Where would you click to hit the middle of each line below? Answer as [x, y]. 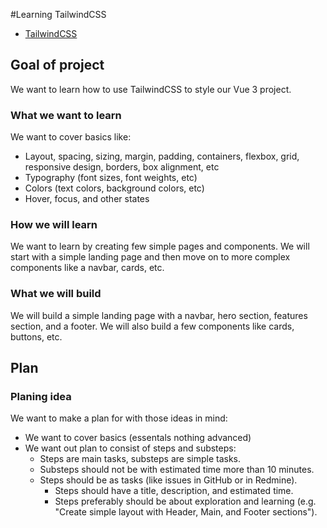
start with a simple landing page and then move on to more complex [150, 257]
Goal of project [57, 65]
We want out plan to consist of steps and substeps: [130, 448]
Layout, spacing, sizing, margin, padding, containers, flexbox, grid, [162, 156]
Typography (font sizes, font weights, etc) [111, 178]
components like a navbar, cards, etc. [87, 268]
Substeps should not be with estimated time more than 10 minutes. [177, 470]
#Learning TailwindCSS [58, 14]
